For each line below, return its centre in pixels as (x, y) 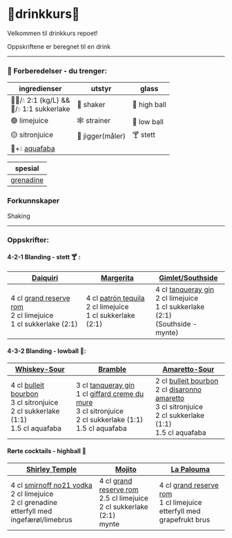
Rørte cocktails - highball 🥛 (47, 451)
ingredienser (40, 89)
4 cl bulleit (28, 385)
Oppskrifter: (28, 240)
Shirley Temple (52, 470)
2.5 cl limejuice (124, 498)
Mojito (126, 470)
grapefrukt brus (185, 520)
